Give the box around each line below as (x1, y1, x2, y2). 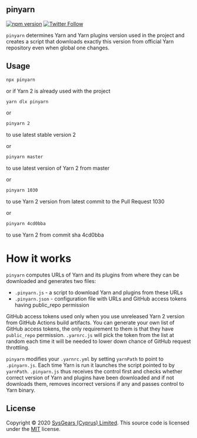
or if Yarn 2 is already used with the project (6, 87, 111, 95)
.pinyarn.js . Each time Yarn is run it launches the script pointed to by (6, 361, 175, 369)
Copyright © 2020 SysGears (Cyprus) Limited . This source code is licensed (6, 419, 190, 426)
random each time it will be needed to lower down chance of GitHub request (6, 338, 191, 345)
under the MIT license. (6, 425, 61, 432)
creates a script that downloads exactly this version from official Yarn (6, 38, 174, 45)
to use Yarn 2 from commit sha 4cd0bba (6, 231, 104, 238)
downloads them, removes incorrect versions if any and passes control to (6, 380, 184, 387)
